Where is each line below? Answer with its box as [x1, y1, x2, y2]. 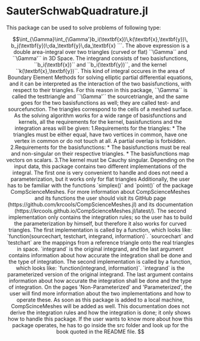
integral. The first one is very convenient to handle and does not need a [12, 169, 189, 176]
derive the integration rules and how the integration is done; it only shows [10, 309, 191, 316]
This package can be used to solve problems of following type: [6, 24, 161, 31]
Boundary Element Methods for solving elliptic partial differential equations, [8, 74, 193, 81]
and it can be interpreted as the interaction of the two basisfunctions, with [9, 80, 192, 87]
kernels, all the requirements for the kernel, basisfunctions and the [19, 118, 182, 125]
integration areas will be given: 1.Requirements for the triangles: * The [14, 124, 186, 132]
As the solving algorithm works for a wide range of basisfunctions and [14, 112, 187, 119]
